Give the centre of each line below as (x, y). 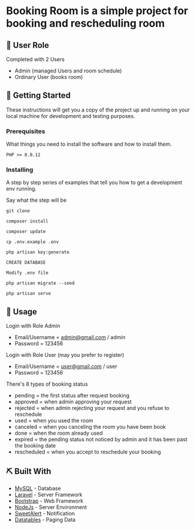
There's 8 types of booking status (47, 384)
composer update (26, 232)
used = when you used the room (54, 420)
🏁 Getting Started (38, 96)
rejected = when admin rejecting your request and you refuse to (92, 408)
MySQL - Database (38, 488)
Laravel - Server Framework (48, 495)
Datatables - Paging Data (45, 520)
